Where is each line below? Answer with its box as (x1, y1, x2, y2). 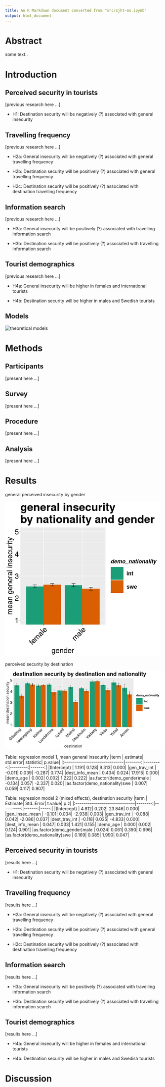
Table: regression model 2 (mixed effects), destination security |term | (5, 795, 148, 801)
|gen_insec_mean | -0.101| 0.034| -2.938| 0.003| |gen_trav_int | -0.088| (5, 811, 150, 817)
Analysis (5, 445, 33, 453)
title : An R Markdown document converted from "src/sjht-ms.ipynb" (5, 8, 147, 13)
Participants (5, 362, 43, 371)
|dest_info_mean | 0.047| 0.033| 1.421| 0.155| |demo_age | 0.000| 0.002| (5, 822, 152, 828)
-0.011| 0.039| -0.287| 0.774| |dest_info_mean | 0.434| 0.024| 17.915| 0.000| (5, 770, 160, 776)
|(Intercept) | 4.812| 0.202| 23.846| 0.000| (54, 806, 140, 812)
